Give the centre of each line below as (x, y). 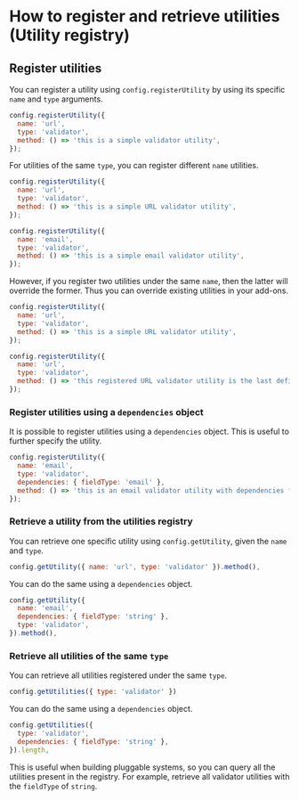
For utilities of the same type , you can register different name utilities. (134, 166)
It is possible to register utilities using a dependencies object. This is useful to (149, 432)
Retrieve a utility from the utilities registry (101, 521)
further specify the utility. (56, 441)
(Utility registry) (70, 35)
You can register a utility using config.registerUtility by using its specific (147, 90)
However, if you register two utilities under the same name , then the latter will (149, 282)
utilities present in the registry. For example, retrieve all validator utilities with (149, 776)
